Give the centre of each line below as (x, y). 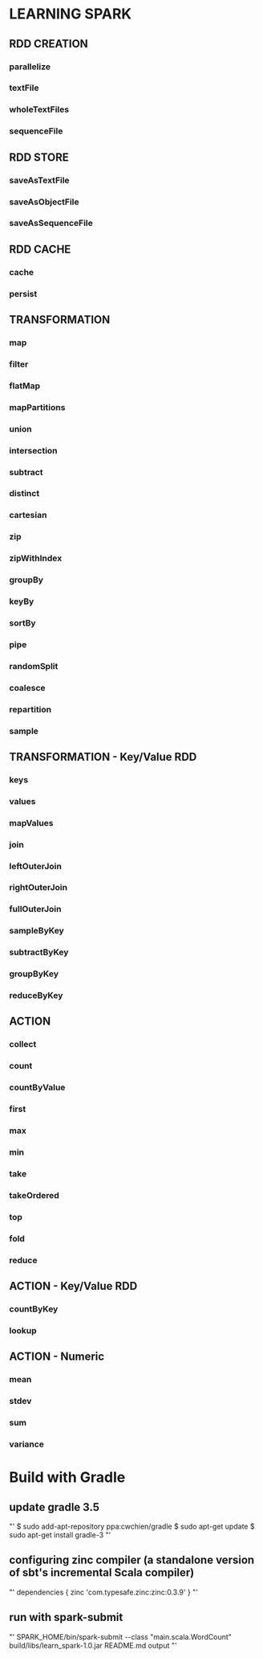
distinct (24, 494)
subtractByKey (39, 952)
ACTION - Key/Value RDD (73, 1286)
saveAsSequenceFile (51, 224)
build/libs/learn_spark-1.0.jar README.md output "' (93, 1645)
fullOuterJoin (35, 909)
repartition (30, 709)
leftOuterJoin (36, 866)
